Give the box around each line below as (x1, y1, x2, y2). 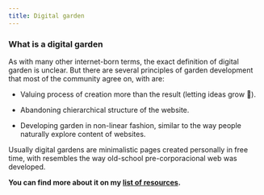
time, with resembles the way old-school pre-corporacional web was (8, 153, 237, 163)
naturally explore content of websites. (19, 129, 146, 139)
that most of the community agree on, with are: (8, 73, 165, 83)
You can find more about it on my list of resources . (8, 177, 182, 187)
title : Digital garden (8, 11, 85, 20)
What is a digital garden (8, 38, 103, 49)
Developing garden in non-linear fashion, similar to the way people (19, 120, 242, 130)
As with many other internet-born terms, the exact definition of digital (8, 56, 240, 66)
